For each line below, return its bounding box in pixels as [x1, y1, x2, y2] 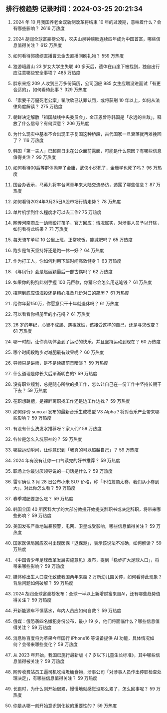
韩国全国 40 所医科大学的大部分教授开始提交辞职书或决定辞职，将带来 [12, 506, 157, 512]
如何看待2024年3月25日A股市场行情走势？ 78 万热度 [12, 198, 121, 204]
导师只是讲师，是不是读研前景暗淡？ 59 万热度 [12, 360, 109, 366]
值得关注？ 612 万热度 [17, 42, 62, 48]
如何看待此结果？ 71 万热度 [12, 226, 68, 232]
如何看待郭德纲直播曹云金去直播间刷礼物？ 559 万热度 [12, 53, 124, 59]
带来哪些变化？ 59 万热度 [26, 641, 78, 647]
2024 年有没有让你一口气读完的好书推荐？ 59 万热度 [12, 457, 121, 463]
